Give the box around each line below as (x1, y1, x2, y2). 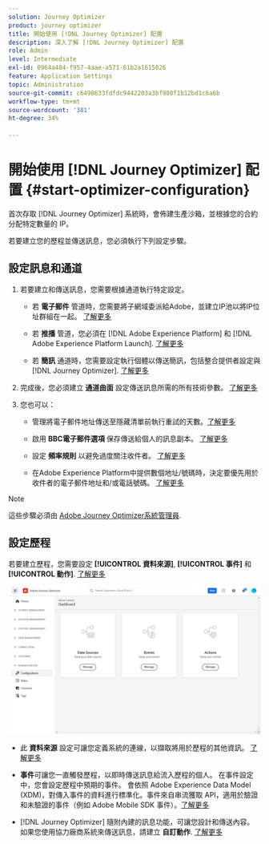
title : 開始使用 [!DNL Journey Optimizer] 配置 (8, 30, 163, 38)
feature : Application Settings (8, 72, 113, 80)
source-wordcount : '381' (8, 106, 91, 114)
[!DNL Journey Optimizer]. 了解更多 (31, 365, 150, 375)
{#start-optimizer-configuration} (25, 181, 251, 200)
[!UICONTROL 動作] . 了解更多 (8, 569, 106, 579)
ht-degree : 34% (8, 115, 59, 123)
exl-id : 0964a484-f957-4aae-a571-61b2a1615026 (8, 64, 167, 72)
